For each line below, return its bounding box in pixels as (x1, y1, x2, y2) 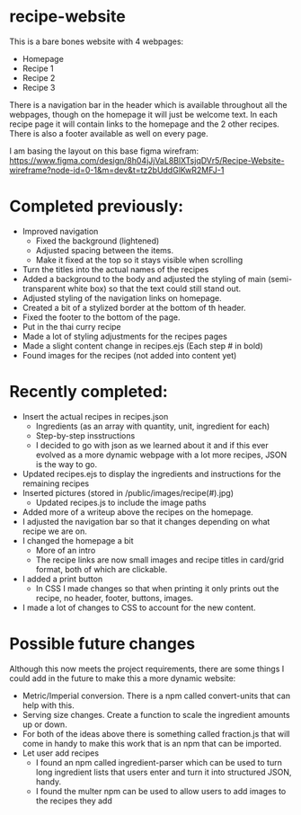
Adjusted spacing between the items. (35, 244, 174, 255)
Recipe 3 (22, 82, 56, 93)
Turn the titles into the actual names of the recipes (22, 263, 209, 275)
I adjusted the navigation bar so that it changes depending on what (22, 516, 270, 527)
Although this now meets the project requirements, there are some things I (9, 663, 285, 674)
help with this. (22, 699, 75, 711)
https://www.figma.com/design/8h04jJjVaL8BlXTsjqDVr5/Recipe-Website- (9, 155, 285, 165)
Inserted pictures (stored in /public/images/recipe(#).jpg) (22, 487, 235, 498)
